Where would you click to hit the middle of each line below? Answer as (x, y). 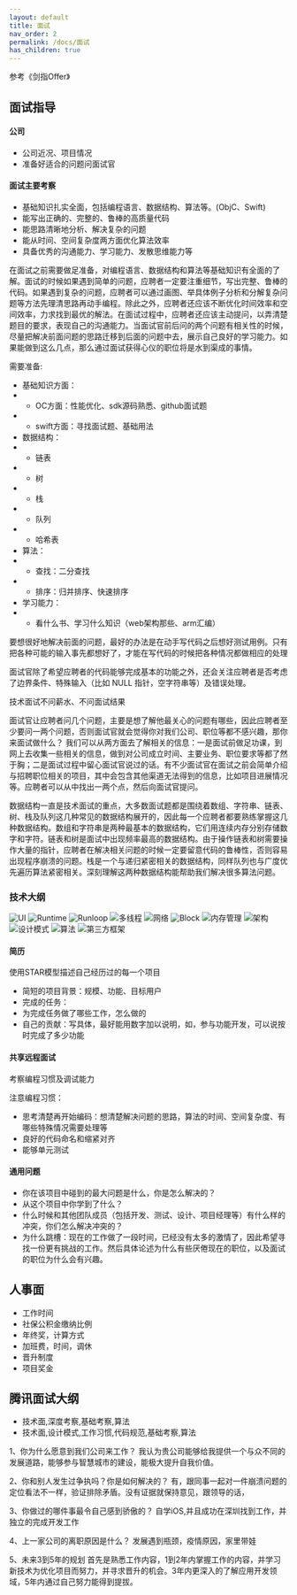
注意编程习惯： (36, 1098)
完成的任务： (45, 1002)
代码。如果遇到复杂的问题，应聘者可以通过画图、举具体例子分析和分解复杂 (145, 292)
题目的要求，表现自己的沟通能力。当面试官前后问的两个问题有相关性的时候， (148, 325)
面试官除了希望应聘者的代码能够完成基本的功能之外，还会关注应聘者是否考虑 (148, 671)
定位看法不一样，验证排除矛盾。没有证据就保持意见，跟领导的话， (129, 1492)
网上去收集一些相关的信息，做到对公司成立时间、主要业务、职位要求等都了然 (148, 753)
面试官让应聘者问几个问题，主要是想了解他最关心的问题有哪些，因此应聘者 (145, 720)
